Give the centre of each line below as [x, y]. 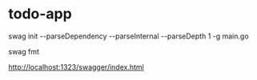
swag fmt [24, 51]
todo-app [40, 14]
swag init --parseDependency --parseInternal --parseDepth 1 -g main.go [129, 36]
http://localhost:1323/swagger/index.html [76, 67]
